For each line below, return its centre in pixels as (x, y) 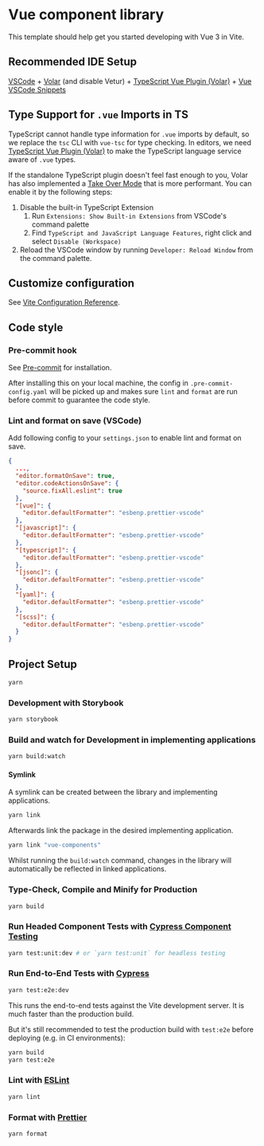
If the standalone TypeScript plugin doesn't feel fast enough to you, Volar (128, 175)
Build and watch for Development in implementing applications (132, 740)
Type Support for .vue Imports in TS (98, 115)
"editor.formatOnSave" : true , (65, 476)
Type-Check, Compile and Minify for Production (103, 890)
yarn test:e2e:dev (39, 990)
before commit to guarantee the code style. (80, 400)
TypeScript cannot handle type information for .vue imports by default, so (129, 134)
